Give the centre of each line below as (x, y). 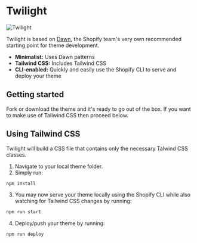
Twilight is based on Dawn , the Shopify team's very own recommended (94, 39)
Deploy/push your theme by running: (60, 223)
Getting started (35, 94)
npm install (21, 183)
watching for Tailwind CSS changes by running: (73, 201)
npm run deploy (25, 234)
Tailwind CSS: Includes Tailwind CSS (60, 63)
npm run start (24, 212)
